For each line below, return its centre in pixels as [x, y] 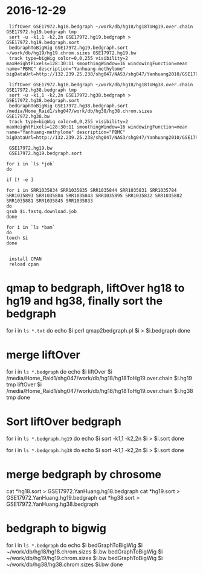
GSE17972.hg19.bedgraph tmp [42, 32]
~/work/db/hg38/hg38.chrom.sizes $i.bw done [65, 564]
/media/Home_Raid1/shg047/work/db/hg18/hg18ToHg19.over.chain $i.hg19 [99, 378]
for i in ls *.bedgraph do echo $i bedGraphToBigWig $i [75, 545]
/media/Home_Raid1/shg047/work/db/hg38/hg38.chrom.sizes [79, 111]
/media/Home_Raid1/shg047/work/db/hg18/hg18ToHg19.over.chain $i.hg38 [100, 391]
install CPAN [25, 259]
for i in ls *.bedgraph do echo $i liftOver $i [60, 371]
